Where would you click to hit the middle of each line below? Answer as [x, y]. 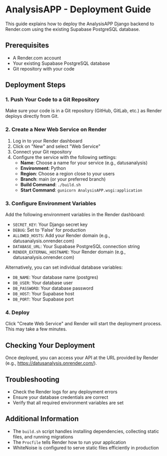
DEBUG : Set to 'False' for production [49, 230]
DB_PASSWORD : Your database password [53, 288]
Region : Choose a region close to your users [68, 173]
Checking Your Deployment [50, 345]
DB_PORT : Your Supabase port [43, 299]
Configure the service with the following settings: [65, 157]
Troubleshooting [33, 379]
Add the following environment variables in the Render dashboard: [75, 215]
